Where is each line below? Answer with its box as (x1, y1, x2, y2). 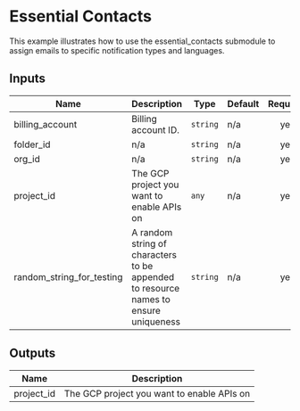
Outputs (9, 346, 56, 361)
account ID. (131, 123, 180, 136)
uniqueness (131, 315, 181, 327)
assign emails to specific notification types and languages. (9, 45, 225, 55)
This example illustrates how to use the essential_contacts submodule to (9, 36, 276, 46)
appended (131, 270, 175, 283)
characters (131, 248, 177, 260)
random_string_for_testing (13, 270, 123, 283)
